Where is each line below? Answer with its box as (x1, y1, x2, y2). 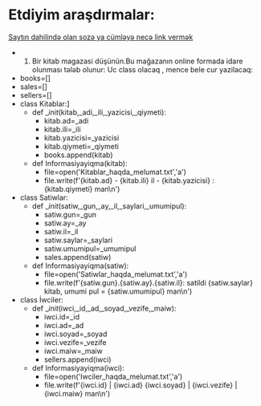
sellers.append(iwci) (43, 355, 112, 364)
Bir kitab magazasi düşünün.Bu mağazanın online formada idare (31, 56, 243, 66)
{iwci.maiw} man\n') (43, 388, 111, 398)
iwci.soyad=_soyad (43, 329, 108, 339)
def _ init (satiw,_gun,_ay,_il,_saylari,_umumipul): (31, 201, 187, 210)
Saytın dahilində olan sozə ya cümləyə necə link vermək (8, 32, 194, 42)
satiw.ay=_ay (43, 218, 87, 228)
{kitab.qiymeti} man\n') (43, 184, 120, 193)
